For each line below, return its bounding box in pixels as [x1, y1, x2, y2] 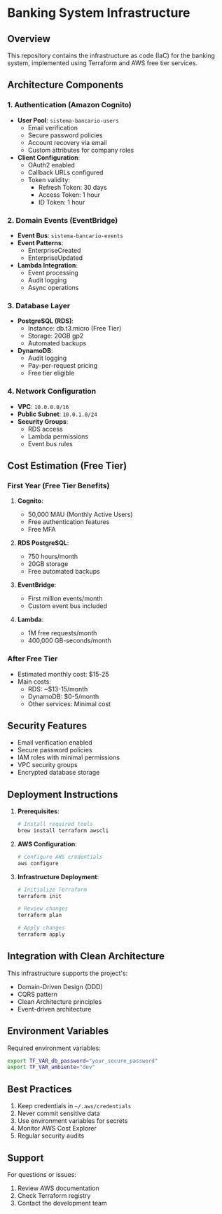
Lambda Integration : [17, 261, 78, 269]
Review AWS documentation [17, 1184, 99, 1192]
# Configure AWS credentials [17, 853, 103, 860]
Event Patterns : [17, 238, 64, 247]
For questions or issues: [7, 1170, 77, 1178]
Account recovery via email [27, 138, 107, 146]
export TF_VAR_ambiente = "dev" [7, 1063, 96, 1071]
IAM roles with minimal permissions [17, 753, 120, 761]
